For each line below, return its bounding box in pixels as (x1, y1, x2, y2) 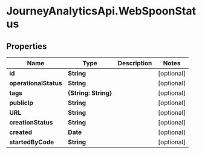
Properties (6, 41, 47, 51)
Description (117, 59, 152, 67)
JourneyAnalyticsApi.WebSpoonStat (6, 4, 197, 18)
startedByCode (9, 138, 54, 146)
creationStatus (9, 118, 53, 126)
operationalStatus (9, 79, 62, 87)
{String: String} (68, 89, 112, 97)
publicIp (9, 98, 33, 107)
